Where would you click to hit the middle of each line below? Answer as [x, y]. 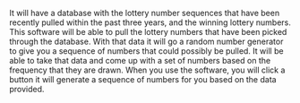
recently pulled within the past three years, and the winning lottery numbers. [150, 22]
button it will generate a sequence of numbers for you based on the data [143, 79]
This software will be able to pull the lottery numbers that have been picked [148, 32]
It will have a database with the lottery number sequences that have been [145, 13]
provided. [27, 89]
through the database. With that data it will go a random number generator [146, 41]
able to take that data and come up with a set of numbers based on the [140, 60]
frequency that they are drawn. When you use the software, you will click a [147, 70]
